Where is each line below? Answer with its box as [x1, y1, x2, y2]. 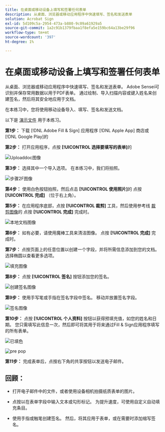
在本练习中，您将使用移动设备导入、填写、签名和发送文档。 [5, 107, 126, 112]
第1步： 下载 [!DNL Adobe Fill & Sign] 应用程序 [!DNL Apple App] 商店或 [5, 127, 149, 133]
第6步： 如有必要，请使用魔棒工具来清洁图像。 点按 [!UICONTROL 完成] [5, 230, 151, 236]
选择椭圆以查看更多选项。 [5, 252, 57, 258]
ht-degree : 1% [5, 39, 34, 44]
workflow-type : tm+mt [5, 30, 50, 35]
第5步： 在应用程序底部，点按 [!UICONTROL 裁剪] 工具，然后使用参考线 [5, 203, 151, 209]
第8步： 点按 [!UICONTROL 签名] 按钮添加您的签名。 [5, 273, 112, 279]
